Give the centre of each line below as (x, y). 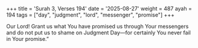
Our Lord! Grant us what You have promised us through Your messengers (97, 26)
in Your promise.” (28, 39)
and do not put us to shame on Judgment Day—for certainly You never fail (99, 33)
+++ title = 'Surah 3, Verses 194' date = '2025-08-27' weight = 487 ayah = (99, 9)
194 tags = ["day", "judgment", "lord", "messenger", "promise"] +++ (91, 15)
